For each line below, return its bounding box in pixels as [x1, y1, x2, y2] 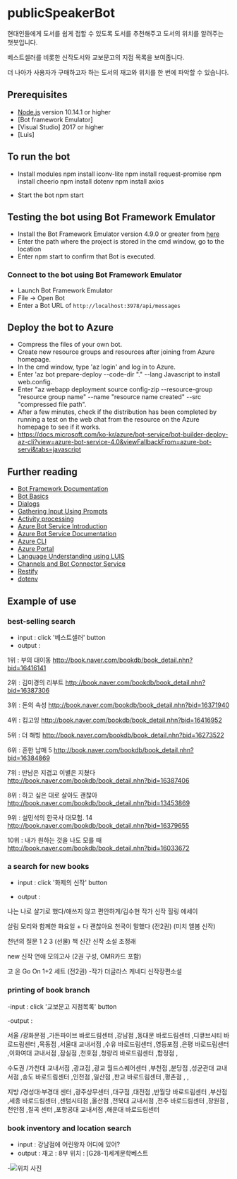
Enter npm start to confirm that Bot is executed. [17, 252, 156, 261]
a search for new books [7, 861, 90, 871]
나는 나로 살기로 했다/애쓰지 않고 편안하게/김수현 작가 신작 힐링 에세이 [7, 907, 198, 916]
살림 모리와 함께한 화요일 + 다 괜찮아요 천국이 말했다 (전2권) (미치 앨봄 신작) [7, 922, 216, 930]
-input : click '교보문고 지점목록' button [7, 1002, 117, 1011]
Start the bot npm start [17, 191, 84, 199]
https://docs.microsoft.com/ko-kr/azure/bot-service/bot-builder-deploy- [17, 430, 229, 439]
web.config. [17, 378, 53, 386]
